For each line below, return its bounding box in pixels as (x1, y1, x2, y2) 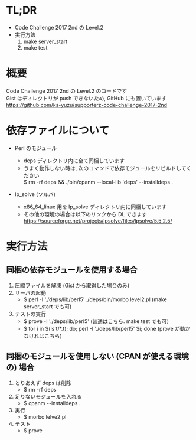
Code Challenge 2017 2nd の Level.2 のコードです (6, 87, 128, 94)
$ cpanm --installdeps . (23, 399, 81, 406)
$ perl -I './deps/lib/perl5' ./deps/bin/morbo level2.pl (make (23, 296, 167, 303)
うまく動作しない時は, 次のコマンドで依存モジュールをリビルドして (23, 164, 187, 171)
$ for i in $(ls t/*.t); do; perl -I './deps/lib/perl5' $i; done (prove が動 (23, 325, 185, 332)
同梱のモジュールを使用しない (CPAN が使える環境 (6, 351, 189, 361)
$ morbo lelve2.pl (23, 413, 67, 420)
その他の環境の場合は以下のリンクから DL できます (23, 210, 148, 217)
